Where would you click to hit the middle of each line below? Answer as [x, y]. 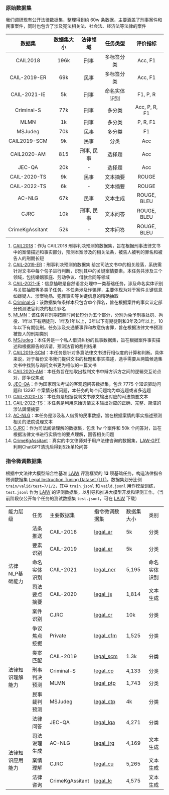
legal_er [103, 549]
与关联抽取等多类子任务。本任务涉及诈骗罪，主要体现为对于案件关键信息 [88, 290]
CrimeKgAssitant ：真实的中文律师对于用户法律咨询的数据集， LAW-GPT [87, 440]
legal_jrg [104, 743]
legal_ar [103, 532]
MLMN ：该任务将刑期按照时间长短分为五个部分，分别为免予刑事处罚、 [86, 315]
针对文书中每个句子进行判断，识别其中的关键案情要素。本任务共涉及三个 [88, 271]
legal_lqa [105, 722]
